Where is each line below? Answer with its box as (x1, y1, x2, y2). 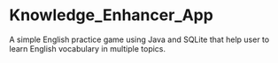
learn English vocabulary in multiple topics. (9, 43, 166, 53)
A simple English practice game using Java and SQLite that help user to (9, 34, 270, 45)
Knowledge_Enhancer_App (9, 5, 214, 25)
